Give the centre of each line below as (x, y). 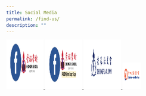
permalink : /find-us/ (33, 19)
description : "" (26, 25)
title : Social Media (32, 13)
